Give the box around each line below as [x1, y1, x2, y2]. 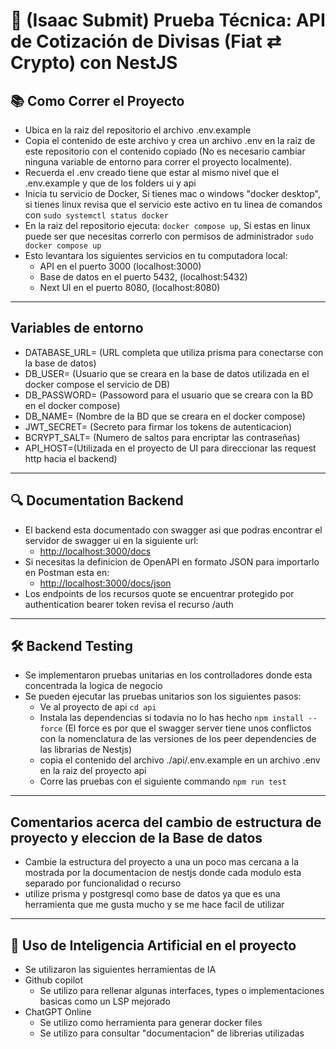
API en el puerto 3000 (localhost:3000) [39, 260, 202, 272]
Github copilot [24, 974, 83, 986]
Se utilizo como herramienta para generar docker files [39, 1017, 263, 1029]
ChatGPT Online [24, 1006, 92, 1018]
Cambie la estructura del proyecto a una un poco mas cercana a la [24, 856, 300, 868]
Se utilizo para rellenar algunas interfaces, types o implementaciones [39, 985, 325, 997]
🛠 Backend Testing [10, 638, 133, 655]
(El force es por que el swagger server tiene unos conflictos [64, 722, 312, 734]
